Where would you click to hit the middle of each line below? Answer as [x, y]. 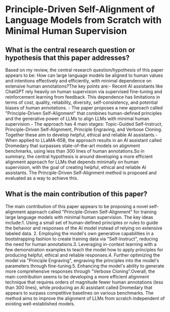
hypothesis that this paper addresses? [67, 58]
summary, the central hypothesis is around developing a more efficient [79, 157]
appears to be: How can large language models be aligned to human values [84, 75]
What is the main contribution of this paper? [76, 194]
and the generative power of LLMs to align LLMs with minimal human [77, 119]
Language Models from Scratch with [83, 20]
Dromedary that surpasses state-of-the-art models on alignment [73, 146]
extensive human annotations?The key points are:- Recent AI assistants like [84, 86]
